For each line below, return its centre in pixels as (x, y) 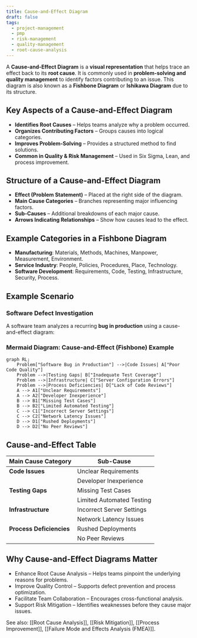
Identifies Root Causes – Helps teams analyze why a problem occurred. (102, 124)
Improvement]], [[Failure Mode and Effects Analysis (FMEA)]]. (81, 629)
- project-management (38, 28)
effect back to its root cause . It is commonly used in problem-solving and (96, 73)
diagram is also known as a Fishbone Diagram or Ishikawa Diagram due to (97, 85)
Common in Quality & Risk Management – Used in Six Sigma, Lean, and (102, 156)
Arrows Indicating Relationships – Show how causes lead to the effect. (101, 220)
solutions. (26, 149)
